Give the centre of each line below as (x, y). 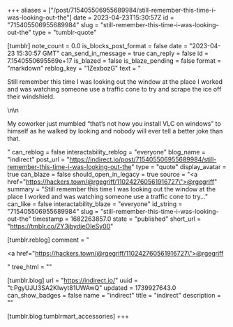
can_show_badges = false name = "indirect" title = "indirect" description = (114, 295)
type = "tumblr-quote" (65, 32)
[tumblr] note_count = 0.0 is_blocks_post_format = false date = (98, 46)
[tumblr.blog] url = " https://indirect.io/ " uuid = (73, 280)
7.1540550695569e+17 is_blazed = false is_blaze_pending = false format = (114, 61)
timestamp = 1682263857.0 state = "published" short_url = (117, 219)
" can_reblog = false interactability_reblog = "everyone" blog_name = (106, 152)
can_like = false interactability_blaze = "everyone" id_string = (95, 204)
